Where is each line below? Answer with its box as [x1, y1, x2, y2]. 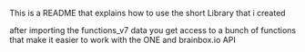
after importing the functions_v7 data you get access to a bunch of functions [9, 25, 297, 35]
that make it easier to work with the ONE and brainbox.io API [9, 35, 237, 45]
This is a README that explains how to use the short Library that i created [9, 8, 286, 18]
